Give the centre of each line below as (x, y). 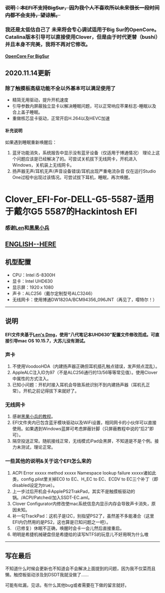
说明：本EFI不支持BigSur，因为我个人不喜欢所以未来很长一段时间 (82, 7)
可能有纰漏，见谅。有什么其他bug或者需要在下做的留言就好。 (67, 585)
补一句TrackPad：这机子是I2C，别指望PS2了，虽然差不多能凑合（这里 (83, 516)
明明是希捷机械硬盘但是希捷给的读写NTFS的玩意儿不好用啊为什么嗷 (80, 534)
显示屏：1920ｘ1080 (33, 287)
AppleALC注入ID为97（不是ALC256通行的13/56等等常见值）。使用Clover (85, 372)
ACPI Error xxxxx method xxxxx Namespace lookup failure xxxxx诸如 (82, 473)
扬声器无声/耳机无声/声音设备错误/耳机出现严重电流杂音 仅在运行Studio (84, 171)
